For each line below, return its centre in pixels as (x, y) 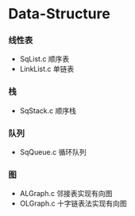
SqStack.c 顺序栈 (48, 110)
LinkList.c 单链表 (47, 69)
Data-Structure (60, 14)
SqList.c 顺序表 (44, 59)
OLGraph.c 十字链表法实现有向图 (73, 203)
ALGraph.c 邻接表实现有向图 (66, 194)
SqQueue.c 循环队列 (53, 152)
